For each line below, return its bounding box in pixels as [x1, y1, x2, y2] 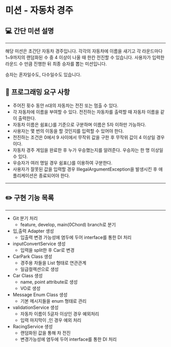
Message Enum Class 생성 [12, 291, 68, 298]
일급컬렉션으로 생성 [20, 266, 59, 272]
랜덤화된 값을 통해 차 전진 [20, 330, 71, 336]
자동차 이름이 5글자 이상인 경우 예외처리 [20, 310, 99, 316]
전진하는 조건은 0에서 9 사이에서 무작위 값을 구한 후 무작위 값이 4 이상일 [12, 134, 156, 140]
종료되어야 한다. [39, 172, 70, 178]
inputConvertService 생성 [12, 241, 66, 247]
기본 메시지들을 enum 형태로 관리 [20, 298, 87, 304]
